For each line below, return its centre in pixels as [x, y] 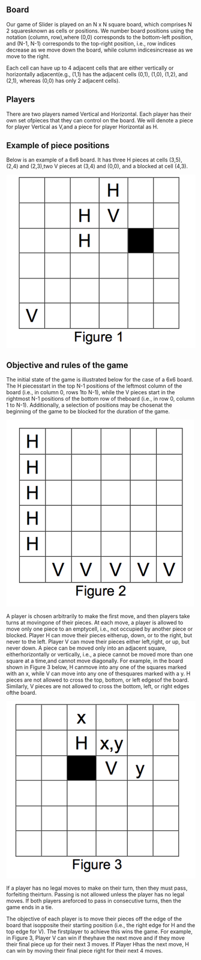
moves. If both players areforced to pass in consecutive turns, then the [94, 901]
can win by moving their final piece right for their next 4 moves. [85, 950]
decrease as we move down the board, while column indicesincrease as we [100, 50]
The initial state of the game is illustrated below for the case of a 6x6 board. [100, 380]
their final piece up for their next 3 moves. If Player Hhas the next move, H [98, 944]
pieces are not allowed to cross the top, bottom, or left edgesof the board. [97, 680]
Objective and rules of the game [67, 365]
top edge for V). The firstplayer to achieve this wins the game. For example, [100, 931]
